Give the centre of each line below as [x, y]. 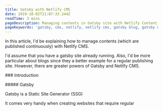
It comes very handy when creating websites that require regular [70, 103]
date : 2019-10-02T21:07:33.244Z [38, 14]
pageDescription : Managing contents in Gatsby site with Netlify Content [81, 23]
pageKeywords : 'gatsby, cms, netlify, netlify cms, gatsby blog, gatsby [80, 28]
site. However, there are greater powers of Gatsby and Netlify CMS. [72, 66]
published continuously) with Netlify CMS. [47, 46]
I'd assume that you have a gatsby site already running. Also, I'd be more [78, 55]
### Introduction [22, 75]
